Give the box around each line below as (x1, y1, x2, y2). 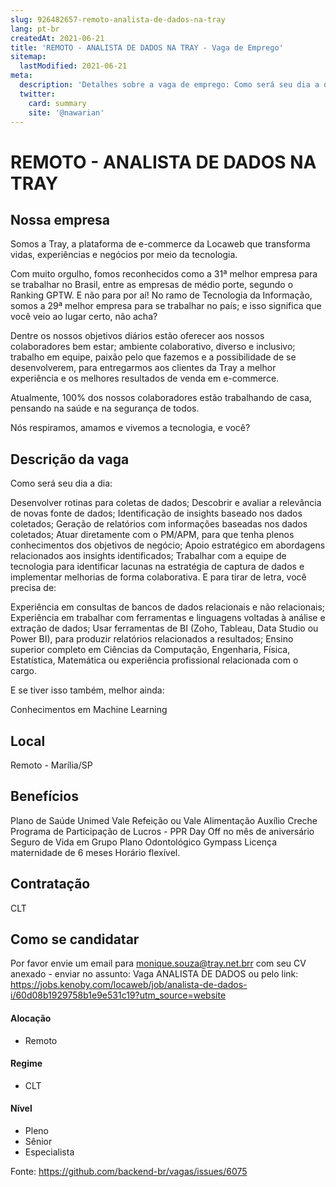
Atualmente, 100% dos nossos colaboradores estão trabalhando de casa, (10, 392, 312, 404)
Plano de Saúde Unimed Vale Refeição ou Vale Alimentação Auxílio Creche (10, 814, 318, 826)
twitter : (19, 89, 56, 99)
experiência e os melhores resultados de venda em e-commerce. (10, 372, 280, 385)
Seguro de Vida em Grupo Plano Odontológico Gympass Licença (10, 836, 278, 848)
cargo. (10, 665, 38, 677)
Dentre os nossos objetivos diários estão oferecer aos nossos (10, 330, 265, 342)
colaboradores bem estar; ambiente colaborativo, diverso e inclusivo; (10, 341, 296, 353)
